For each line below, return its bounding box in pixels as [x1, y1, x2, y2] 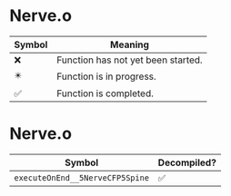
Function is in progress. [55, 70, 156, 83]
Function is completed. [55, 87, 155, 100]
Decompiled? [157, 156, 216, 169]
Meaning [110, 38, 150, 51]
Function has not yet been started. [55, 54, 203, 66]
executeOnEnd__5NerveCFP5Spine [14, 172, 150, 182]
